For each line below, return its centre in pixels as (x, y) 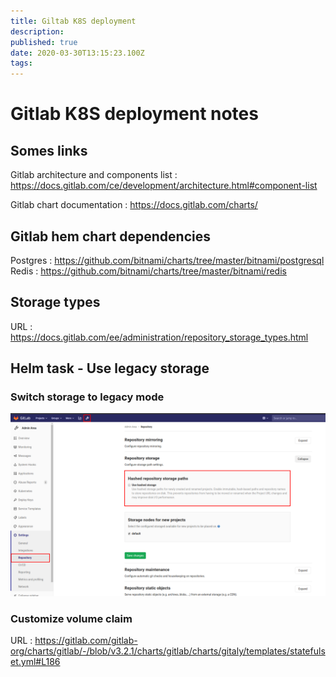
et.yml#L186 (35, 662)
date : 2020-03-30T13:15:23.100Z (77, 53)
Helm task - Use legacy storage (110, 368)
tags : (21, 63)
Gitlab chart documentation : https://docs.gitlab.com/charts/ (134, 205)
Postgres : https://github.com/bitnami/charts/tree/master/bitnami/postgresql (167, 260)
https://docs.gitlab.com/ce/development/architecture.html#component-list (164, 186)
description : (37, 31)
